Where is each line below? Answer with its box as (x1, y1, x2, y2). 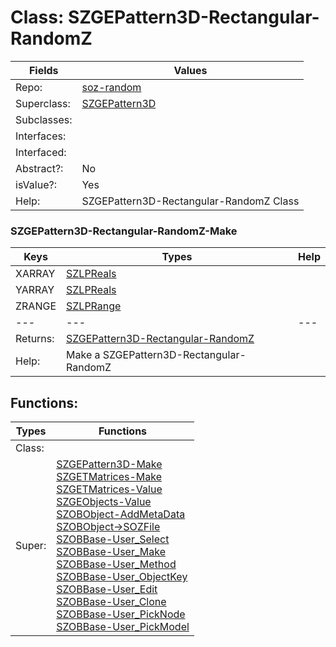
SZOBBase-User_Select (56, 532, 170, 546)
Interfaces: (15, 129, 67, 143)
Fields (28, 63, 59, 77)
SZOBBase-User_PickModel (56, 620, 190, 634)
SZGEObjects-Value (56, 495, 152, 509)
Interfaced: (15, 145, 67, 159)
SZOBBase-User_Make (56, 545, 166, 559)
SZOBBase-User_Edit (56, 582, 158, 596)
